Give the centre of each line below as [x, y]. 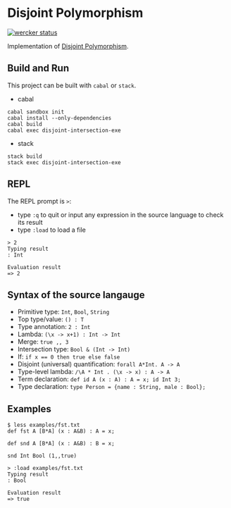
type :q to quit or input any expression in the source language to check [120, 215]
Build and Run [38, 68]
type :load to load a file [51, 230]
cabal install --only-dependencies [60, 118]
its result [30, 222]
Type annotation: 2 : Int [54, 327]
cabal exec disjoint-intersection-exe [64, 130]
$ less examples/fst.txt [44, 425]
